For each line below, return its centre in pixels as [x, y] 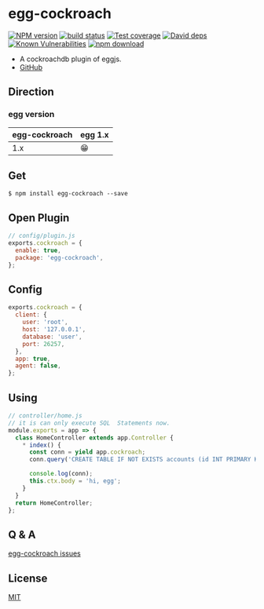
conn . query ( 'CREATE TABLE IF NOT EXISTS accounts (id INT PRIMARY [140, 460]
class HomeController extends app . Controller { [95, 438]
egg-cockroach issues [44, 553]
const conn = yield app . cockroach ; [87, 452]
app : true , [33, 359]
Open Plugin [39, 218]
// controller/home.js [45, 416]
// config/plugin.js [42, 236]
